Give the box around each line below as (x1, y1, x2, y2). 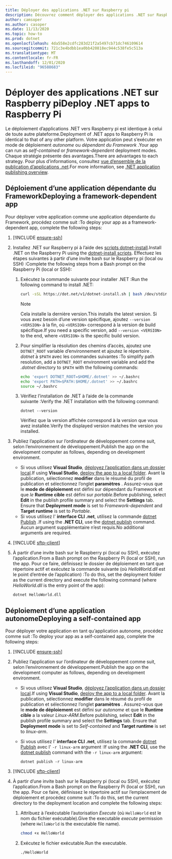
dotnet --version (20, 408, 58, 413)
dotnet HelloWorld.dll (12, 592, 61, 597)
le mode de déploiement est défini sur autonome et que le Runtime (20, 707, 164, 713)
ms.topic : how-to (5, 31, 42, 36)
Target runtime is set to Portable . (20, 508, 91, 514)
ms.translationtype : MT (5, 50, 56, 55)
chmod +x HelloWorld (20, 831, 64, 836)
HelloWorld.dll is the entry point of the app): (12, 583, 105, 589)
